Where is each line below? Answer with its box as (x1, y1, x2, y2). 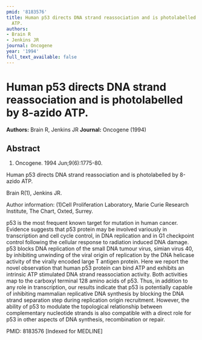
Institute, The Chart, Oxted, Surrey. (6, 207, 94, 215)
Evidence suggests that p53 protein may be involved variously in (6, 225, 168, 233)
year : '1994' (6, 48, 39, 55)
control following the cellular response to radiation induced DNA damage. (6, 239, 189, 246)
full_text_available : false (6, 54, 77, 60)
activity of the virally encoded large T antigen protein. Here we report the (6, 258, 189, 265)
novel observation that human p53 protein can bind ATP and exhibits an (6, 264, 184, 272)
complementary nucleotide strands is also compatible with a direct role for (6, 310, 192, 317)
